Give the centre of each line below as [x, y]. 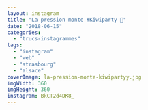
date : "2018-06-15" [35, 26]
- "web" [24, 58]
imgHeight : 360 [29, 90]
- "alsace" [29, 70]
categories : [24, 32]
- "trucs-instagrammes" [47, 39]
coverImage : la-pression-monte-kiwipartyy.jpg [74, 77]
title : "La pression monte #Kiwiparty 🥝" [67, 20]
